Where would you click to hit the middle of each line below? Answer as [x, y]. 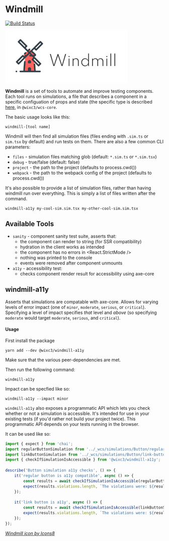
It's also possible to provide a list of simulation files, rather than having [78, 188]
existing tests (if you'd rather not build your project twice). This [70, 419]
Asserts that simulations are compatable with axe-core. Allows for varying [82, 302]
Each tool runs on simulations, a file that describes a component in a [76, 96]
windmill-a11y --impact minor [37, 399]
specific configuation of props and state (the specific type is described [79, 101]
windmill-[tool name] [28, 127]
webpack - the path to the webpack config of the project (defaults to [82, 173]
